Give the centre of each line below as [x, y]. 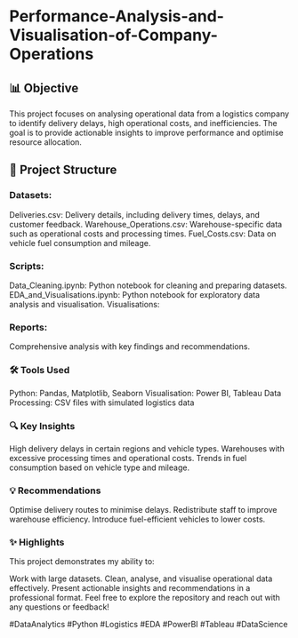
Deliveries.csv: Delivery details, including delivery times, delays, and [135, 214]
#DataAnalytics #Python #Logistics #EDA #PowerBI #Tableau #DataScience [149, 625]
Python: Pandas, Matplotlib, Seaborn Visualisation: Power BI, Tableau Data [145, 393]
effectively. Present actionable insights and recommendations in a [130, 588]
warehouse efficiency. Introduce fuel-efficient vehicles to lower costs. [137, 519]
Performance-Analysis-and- [117, 16]
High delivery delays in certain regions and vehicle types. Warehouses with [147, 448]
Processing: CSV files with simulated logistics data [102, 403]
